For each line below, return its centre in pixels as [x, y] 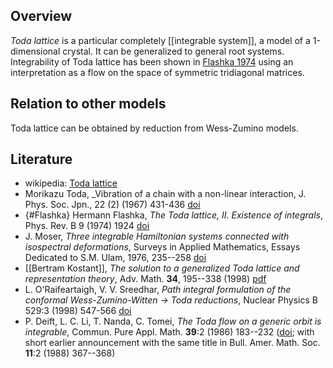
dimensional [35, 51]
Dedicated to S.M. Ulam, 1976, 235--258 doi [115, 258]
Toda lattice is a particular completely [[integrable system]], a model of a [160, 40]
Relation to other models [88, 104]
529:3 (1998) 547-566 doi [78, 311]
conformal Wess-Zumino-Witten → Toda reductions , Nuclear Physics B [171, 300]
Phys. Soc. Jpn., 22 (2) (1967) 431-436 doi [112, 205]
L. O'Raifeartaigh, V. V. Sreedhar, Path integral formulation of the [158, 290]
